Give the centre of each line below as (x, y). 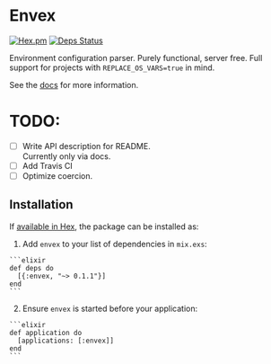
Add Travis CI (48, 165)
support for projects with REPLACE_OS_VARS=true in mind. (112, 67)
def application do (46, 333)
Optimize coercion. (57, 176)
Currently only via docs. (66, 156)
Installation (41, 204)
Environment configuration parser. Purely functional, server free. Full (136, 58)
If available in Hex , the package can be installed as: (104, 226)
